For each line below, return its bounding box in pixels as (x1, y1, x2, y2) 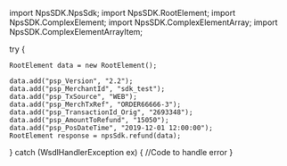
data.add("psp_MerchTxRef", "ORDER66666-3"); (9, 100, 181, 109)
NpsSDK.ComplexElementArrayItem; (9, 27, 143, 37)
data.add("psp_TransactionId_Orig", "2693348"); (9, 108, 193, 117)
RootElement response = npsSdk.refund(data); (9, 131, 181, 140)
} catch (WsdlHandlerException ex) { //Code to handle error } (9, 147, 234, 157)
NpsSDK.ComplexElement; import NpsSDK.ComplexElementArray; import (9, 17, 278, 28)
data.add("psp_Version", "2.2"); (9, 77, 134, 86)
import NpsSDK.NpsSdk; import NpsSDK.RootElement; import (9, 8, 236, 18)
